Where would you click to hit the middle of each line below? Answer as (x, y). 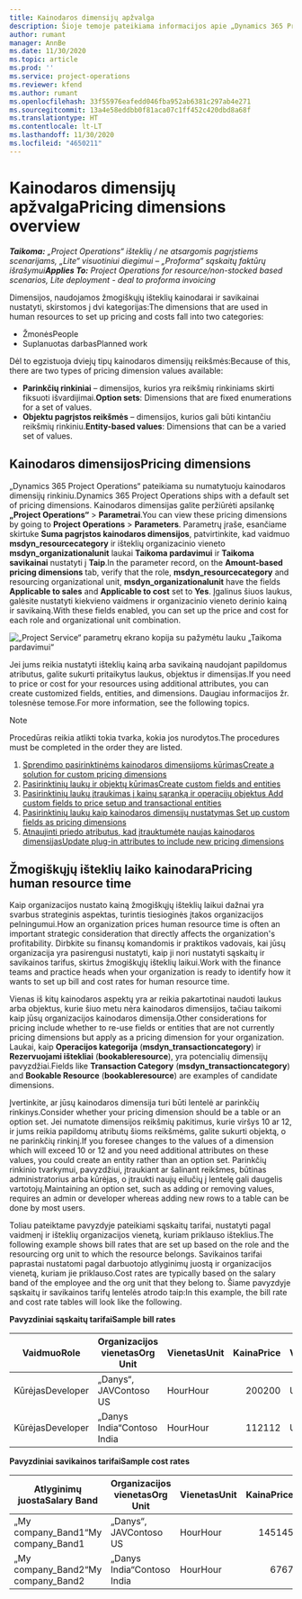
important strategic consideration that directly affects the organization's (142, 934)
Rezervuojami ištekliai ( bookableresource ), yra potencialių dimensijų (138, 1057)
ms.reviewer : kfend (46, 85)
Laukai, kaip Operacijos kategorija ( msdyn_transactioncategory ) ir (135, 1047)
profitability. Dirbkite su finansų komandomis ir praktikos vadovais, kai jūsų (147, 943)
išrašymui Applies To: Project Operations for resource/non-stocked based (146, 270)
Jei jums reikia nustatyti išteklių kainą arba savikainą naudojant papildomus (148, 664)
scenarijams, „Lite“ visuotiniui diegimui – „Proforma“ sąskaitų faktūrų (138, 260)
